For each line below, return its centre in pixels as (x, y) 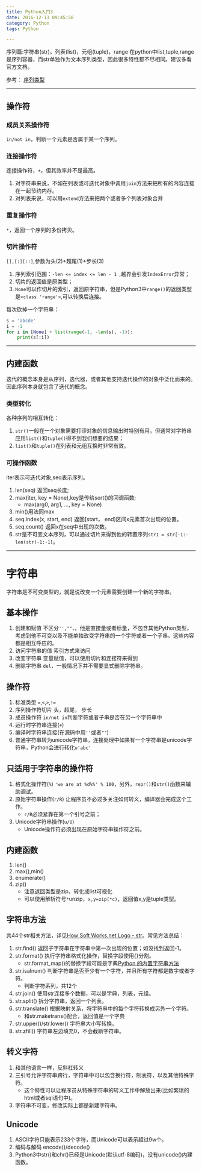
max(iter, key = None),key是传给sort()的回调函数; (75, 497)
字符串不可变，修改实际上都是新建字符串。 (68, 1105)
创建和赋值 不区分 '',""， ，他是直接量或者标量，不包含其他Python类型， (103, 628)
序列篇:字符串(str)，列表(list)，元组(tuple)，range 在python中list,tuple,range (100, 52)
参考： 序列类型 (26, 80)
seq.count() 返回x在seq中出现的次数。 (62, 526)
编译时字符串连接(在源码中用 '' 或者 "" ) (62, 732)
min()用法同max (35, 511)
